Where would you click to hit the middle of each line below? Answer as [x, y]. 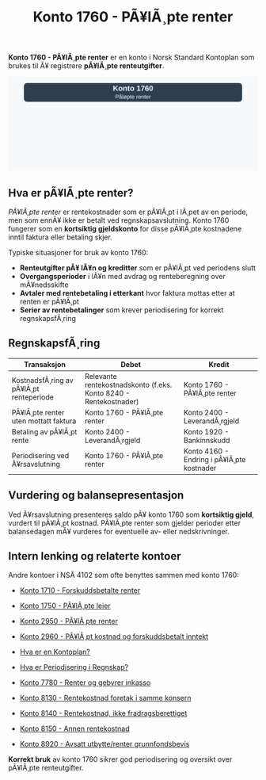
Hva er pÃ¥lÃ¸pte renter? [71, 193]
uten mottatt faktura [44, 421]
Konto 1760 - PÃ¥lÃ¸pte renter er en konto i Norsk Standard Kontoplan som [131, 57]
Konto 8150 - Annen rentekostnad [74, 728]
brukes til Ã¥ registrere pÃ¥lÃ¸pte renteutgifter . [86, 66]
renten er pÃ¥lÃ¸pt [49, 302]
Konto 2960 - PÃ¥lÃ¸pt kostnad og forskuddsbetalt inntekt [114, 637]
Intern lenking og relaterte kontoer [95, 556]
